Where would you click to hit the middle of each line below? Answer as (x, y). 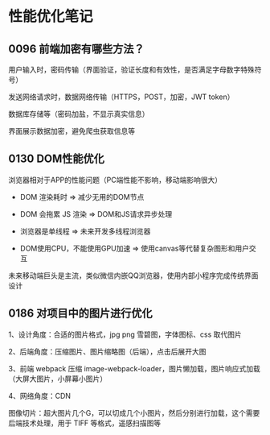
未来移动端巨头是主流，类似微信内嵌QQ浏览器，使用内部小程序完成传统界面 (133, 275)
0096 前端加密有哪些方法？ (76, 49)
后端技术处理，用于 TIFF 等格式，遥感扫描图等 (85, 423)
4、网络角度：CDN (39, 396)
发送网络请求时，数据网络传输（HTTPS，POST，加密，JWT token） (121, 97)
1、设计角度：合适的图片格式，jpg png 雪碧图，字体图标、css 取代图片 (125, 334)
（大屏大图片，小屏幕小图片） (57, 379)
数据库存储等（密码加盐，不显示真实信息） (79, 114)
